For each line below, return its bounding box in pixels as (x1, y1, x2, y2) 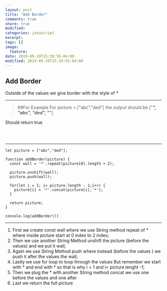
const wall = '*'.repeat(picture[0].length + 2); (9, 161, 114, 166)
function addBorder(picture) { (5, 157, 70, 162)
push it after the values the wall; (12, 254, 78, 260)
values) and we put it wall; (12, 243, 66, 249)
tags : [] (5, 40, 23, 45)
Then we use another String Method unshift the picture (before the (12, 238, 149, 244)
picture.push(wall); (9, 174, 52, 180)
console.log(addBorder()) (5, 214, 59, 219)
